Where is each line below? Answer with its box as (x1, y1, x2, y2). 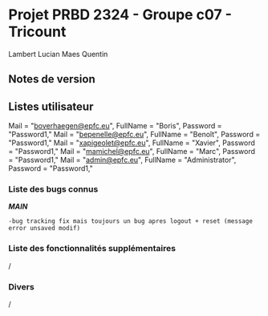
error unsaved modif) (8, 225, 81, 233)
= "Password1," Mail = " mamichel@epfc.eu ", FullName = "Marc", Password (8, 147, 255, 156)
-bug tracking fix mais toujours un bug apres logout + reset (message (8, 217, 253, 225)
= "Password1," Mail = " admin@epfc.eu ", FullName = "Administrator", (8, 155, 237, 165)
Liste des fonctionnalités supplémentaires (8, 243, 177, 254)
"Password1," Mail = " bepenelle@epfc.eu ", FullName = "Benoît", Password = (8, 130, 261, 140)
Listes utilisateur (8, 99, 94, 113)
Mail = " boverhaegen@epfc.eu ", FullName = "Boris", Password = (8, 121, 222, 131)
